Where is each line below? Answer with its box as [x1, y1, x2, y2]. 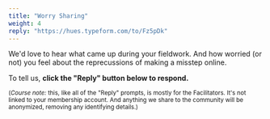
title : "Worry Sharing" [8, 11, 89, 20]
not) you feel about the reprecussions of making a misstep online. [8, 57, 227, 67]
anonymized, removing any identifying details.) [8, 103, 139, 112]
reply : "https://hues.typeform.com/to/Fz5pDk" [8, 27, 168, 35]
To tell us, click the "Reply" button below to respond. [8, 74, 189, 83]
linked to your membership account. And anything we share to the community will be [8, 96, 244, 104]
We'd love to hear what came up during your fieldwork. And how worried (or [8, 49, 263, 59]
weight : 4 [8, 19, 42, 28]
